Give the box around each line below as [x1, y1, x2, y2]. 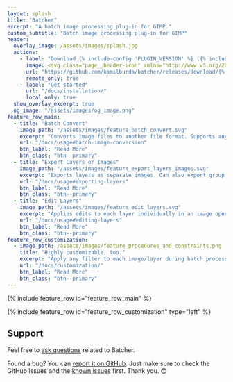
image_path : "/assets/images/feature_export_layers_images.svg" [19, 165, 209, 172]
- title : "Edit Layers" [13, 197, 82, 205]
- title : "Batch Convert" [13, 119, 89, 127]
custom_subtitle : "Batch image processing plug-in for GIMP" [7, 29, 188, 37]
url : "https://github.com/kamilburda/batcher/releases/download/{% [25, 68, 225, 75]
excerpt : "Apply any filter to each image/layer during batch [19, 256, 203, 263]
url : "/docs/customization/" [19, 262, 104, 269]
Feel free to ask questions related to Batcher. [7, 346, 135, 354]
